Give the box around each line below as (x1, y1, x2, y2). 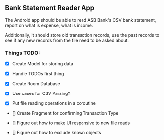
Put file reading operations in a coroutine (12, 100, 96, 106)
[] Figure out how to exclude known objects (12, 130, 102, 136)
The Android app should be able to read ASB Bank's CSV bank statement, (5, 17, 156, 23)
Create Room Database (12, 81, 61, 87)
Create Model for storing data (12, 61, 73, 67)
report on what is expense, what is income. (5, 22, 93, 28)
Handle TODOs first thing (12, 71, 64, 77)
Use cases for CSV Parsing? (12, 91, 71, 96)
